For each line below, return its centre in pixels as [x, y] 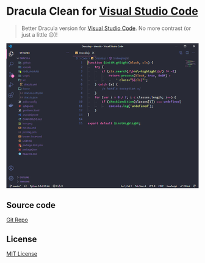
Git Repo [17, 220]
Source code [31, 205]
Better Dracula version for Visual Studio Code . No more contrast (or [106, 28]
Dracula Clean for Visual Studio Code [102, 11]
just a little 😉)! [39, 34]
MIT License [22, 254]
